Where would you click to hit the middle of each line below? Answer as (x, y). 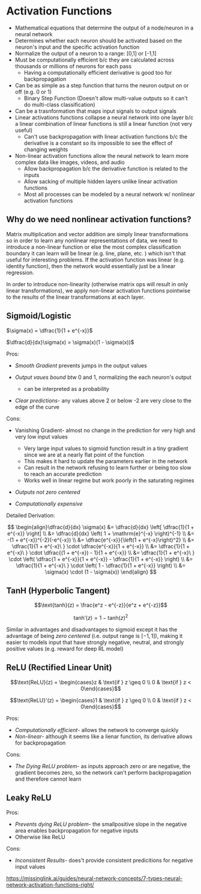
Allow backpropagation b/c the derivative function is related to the (106, 168)
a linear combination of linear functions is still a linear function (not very (103, 123)
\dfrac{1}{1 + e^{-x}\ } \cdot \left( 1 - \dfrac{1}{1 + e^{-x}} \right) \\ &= (101, 565)
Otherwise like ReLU (40, 837)
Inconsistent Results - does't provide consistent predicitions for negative (104, 860)
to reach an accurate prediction (63, 474)
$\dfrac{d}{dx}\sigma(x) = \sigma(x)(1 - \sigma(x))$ (70, 342)
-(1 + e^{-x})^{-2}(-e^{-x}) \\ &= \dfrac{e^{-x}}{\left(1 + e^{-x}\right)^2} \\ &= (101, 540)
